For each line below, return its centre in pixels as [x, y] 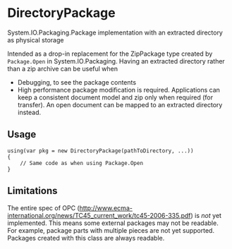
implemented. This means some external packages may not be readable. [113, 223]
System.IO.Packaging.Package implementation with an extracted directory [115, 32]
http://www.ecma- [106, 208]
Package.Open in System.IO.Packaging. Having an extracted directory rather [116, 61]
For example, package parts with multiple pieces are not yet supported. [111, 230]
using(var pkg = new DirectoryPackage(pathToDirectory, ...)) [100, 151]
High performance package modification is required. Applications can [119, 90]
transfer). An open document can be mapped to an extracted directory [120, 104]
